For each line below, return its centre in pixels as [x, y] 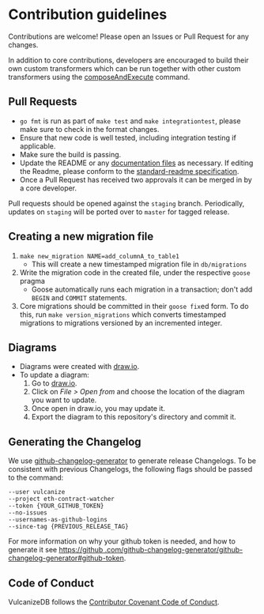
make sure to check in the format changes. [89, 129]
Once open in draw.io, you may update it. [98, 409]
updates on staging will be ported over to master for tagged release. [119, 212]
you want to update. [64, 400]
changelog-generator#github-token [66, 558]
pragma [32, 281]
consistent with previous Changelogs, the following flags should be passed [130, 469]
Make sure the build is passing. [70, 154]
